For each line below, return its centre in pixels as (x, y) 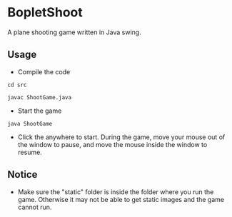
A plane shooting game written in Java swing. (74, 32)
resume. (30, 152)
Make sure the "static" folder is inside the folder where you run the (116, 192)
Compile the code (44, 71)
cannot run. (35, 207)
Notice (22, 175)
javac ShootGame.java (40, 97)
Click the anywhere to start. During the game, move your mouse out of (121, 137)
